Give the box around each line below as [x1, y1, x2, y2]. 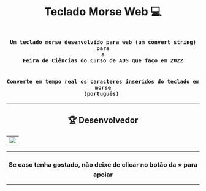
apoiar [93, 170, 113, 179]
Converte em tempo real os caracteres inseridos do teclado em [6, 78, 200, 85]
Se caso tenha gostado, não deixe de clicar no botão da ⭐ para [8, 160, 198, 168]
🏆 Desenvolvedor [67, 115, 139, 125]
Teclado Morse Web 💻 [44, 5, 162, 19]
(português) [83, 90, 120, 98]
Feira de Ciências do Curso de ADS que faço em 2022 [22, 57, 184, 64]
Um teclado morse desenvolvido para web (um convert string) [10, 39, 196, 46]
